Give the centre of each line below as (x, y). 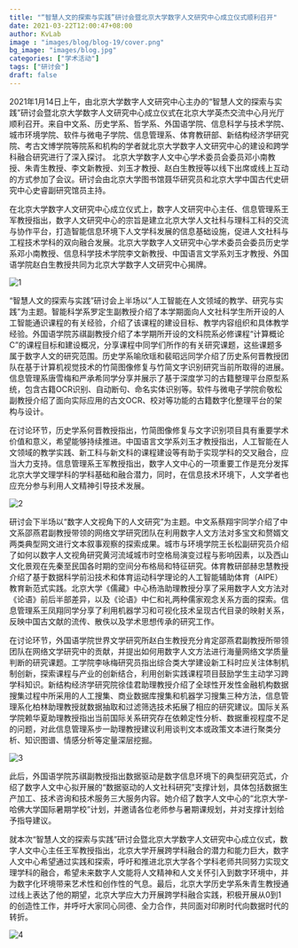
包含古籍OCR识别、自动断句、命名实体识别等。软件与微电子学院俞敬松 (153, 389)
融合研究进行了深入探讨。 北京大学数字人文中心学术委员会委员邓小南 (142, 157)
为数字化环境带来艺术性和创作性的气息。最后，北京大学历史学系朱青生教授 (145, 883)
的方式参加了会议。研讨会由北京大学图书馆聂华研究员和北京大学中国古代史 (145, 179)
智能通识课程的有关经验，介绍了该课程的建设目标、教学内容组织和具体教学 (153, 322)
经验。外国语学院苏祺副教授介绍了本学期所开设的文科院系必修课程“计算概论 (147, 333)
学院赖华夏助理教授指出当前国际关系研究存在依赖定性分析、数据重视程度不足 (149, 717)
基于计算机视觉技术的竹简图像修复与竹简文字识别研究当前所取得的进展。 (157, 367)
